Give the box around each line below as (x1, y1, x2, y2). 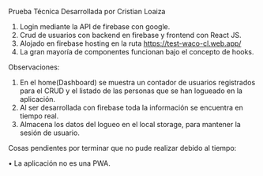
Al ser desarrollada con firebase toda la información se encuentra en (19, 103, 243, 112)
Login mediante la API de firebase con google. (19, 22, 171, 31)
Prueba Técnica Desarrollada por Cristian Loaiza (8, 7, 166, 16)
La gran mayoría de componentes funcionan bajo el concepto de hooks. (19, 47, 254, 56)
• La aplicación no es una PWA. (8, 159, 111, 168)
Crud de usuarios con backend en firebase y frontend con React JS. (19, 31, 242, 39)
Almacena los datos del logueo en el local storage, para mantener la (19, 120, 241, 129)
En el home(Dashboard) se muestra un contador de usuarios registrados (19, 78, 256, 87)
